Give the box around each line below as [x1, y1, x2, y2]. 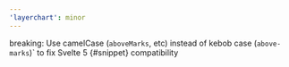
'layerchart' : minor [9, 13, 87, 22]
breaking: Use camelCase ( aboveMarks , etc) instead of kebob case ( [9, 38, 258, 48]
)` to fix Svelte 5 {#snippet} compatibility [29, 46, 179, 58]
